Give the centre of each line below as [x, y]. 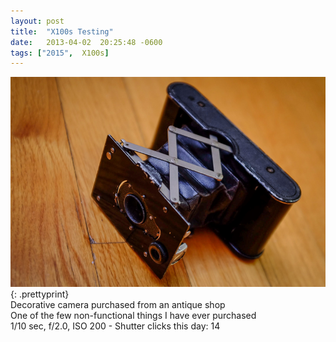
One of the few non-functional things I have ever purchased [133, 316]
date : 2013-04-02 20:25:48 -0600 [86, 42]
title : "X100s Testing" [62, 31]
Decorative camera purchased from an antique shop [118, 305]
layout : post [37, 21]
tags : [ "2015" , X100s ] [60, 53]
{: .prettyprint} [40, 294]
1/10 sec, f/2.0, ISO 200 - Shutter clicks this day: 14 [115, 326]
